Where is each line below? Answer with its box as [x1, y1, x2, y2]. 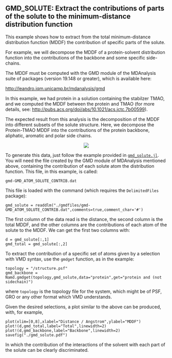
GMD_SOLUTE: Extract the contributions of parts [5, 4, 165, 13]
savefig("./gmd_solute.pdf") [5, 332, 68, 337]
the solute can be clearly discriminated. [5, 347, 89, 353]
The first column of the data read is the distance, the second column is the [5, 216, 163, 222]
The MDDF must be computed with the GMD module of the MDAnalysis [5, 70, 156, 76]
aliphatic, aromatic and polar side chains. [5, 132, 92, 138]
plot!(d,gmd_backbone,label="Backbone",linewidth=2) [5, 328, 121, 333]
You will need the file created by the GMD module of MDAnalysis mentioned [5, 157, 166, 164]
